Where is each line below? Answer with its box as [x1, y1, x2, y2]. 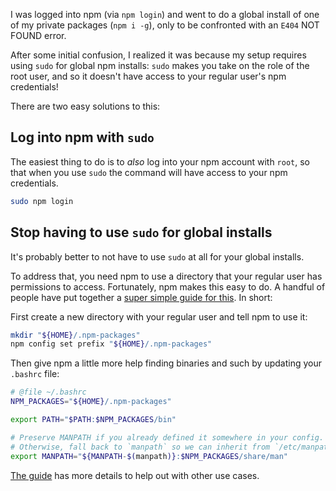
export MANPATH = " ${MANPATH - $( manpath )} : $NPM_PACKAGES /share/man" [10, 451, 288, 461]
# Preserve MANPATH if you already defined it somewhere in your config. [10, 432, 325, 443]
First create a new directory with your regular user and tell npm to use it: [10, 310, 308, 323]
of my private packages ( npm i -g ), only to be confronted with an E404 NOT [10, 19, 320, 31]
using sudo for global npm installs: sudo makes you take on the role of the [10, 60, 310, 71]
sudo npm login [10, 196, 74, 206]
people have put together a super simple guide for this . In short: [10, 291, 273, 303]
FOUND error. [10, 30, 67, 41]
